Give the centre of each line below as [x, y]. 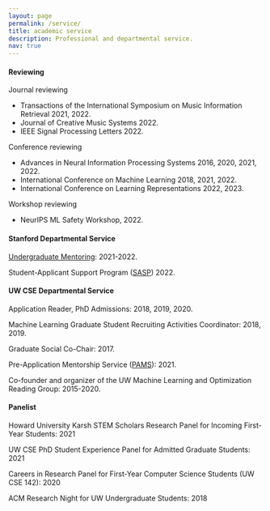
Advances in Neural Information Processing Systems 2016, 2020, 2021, [138, 163]
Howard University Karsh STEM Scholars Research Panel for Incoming [125, 425]
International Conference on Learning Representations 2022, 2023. [132, 189]
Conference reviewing [45, 147]
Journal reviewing [38, 90]
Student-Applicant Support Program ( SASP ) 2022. [92, 272]
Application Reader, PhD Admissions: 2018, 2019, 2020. [101, 309]
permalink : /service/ [45, 23]
